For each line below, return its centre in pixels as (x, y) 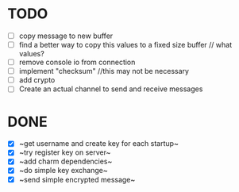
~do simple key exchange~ (63, 171)
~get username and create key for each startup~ (99, 144)
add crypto (37, 80)
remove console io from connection (77, 62)
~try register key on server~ (65, 152)
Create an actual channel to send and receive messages (111, 89)
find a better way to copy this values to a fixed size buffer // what (125, 45)
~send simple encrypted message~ (77, 179)
